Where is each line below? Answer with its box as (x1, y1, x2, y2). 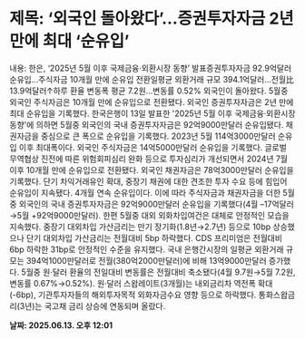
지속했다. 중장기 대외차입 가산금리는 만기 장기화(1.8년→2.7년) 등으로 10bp (9, 221, 271, 232)
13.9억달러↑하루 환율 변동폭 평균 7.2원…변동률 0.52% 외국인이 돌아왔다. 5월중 (9, 85, 289, 96)
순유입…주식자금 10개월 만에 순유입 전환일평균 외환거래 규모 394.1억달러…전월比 (9, 73, 295, 84)
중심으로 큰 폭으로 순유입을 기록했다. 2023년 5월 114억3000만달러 (40, 131, 276, 141)
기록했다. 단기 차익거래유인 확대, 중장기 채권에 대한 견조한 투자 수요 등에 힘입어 (9, 176, 288, 187)
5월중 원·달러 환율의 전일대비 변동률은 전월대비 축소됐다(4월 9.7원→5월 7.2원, (21, 266, 297, 277)
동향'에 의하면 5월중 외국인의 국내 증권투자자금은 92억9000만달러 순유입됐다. (9, 119, 284, 130)
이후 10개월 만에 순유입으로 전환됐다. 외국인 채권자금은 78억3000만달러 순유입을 (9, 164, 294, 175)
